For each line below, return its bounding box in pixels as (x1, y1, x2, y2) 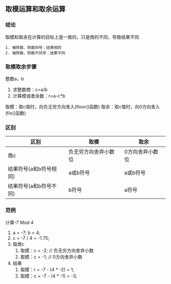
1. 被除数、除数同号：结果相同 (5, 45, 62, 50)
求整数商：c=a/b (12, 86, 48, 93)
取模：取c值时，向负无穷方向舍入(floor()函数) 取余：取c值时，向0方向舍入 (5, 103, 160, 109)
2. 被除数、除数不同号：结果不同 (5, 50, 65, 55)
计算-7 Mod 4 (5, 219, 34, 225)
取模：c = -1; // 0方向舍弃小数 (20, 253, 82, 260)
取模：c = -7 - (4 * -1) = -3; (20, 273, 77, 279)
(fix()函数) (5, 110, 26, 116)
